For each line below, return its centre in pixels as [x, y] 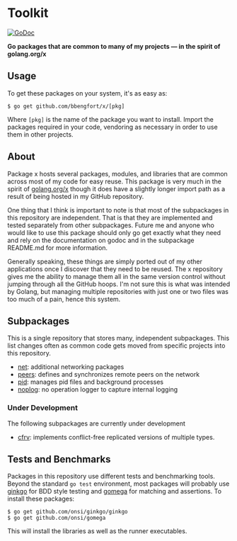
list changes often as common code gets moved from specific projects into [116, 346]
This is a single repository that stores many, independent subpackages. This [118, 338]
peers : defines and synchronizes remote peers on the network [109, 375]
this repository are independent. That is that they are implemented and [110, 217]
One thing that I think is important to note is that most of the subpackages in [118, 210]
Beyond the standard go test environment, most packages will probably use [118, 484]
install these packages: [41, 499]
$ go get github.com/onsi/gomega [57, 518]
